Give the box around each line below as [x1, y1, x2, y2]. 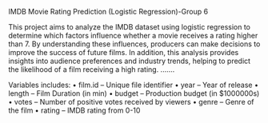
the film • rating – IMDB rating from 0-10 [8, 105, 141, 115]
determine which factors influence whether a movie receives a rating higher [8, 31, 258, 40]
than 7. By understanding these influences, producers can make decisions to [8, 39, 261, 49]
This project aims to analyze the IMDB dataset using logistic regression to [8, 22, 250, 31]
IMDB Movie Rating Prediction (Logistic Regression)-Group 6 [8, 7, 209, 16]
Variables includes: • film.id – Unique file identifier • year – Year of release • [8, 80, 258, 89]
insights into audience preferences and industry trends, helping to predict [8, 56, 250, 65]
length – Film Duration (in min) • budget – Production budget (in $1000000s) [8, 89, 260, 98]
